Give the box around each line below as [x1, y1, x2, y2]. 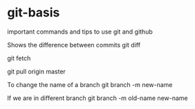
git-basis [7, 5, 60, 21]
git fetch [7, 53, 31, 62]
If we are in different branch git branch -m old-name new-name [7, 94, 188, 102]
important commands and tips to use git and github [7, 27, 154, 36]
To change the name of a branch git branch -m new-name [7, 80, 173, 88]
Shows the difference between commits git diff [7, 40, 140, 49]
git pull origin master [7, 67, 66, 75]
